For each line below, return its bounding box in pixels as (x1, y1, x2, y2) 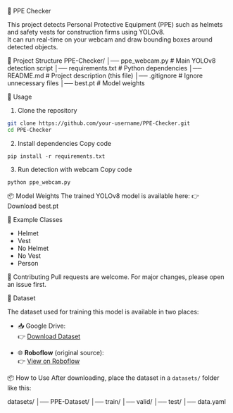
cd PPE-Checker (7, 126, 52, 133)
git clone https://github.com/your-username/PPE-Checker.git (7, 120, 191, 127)
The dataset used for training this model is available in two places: (7, 307, 199, 316)
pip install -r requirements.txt (7, 152, 106, 160)
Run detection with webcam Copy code (17, 165, 132, 173)
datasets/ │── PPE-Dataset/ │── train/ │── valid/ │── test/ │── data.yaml (7, 397, 227, 405)
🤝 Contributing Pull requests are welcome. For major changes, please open (7, 272, 225, 281)
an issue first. (7, 280, 47, 288)
